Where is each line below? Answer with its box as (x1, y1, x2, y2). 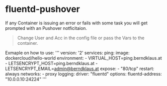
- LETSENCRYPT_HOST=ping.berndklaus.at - (5, 60, 98, 66)
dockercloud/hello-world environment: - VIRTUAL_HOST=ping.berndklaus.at (5, 55, 162, 61)
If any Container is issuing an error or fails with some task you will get (5, 20, 148, 26)
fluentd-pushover (5, 3, 81, 15)
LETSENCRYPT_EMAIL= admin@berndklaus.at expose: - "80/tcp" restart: (5, 66, 155, 72)
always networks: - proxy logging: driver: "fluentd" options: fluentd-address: (5, 71, 162, 77)
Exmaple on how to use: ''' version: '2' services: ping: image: (5, 50, 130, 56)
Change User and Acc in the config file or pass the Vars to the (17, 35, 145, 41)
